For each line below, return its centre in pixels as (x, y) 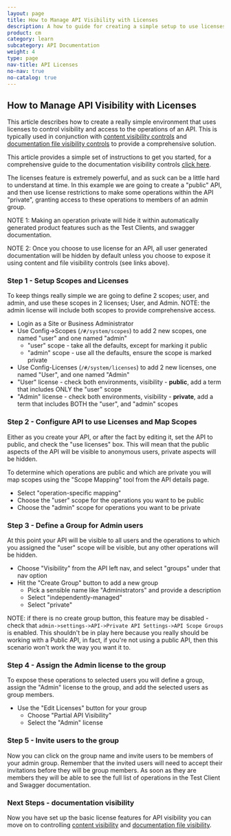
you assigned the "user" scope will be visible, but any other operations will (113, 548)
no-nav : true (26, 71)
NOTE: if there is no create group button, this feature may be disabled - (108, 618)
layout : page (26, 13)
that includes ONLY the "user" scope (69, 389)
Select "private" (50, 605)
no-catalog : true (32, 77)
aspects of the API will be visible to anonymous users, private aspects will (112, 451)
